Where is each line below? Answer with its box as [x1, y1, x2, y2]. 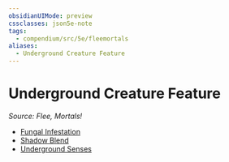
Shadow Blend [19, 135, 69, 145]
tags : [8, 27, 27, 35]
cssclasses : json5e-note [8, 19, 93, 28]
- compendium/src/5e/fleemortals [15, 34, 129, 43]
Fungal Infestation [19, 126, 81, 136]
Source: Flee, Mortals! [8, 111, 83, 121]
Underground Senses [19, 143, 92, 154]
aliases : [8, 42, 38, 50]
